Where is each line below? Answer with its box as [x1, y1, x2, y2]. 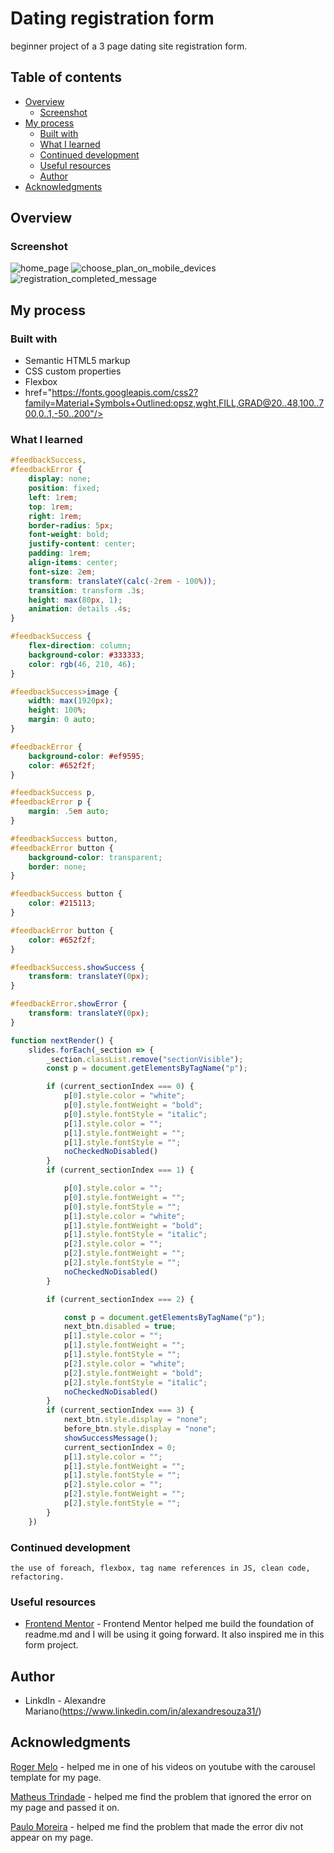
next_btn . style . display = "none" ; [63, 1415, 208, 1425]
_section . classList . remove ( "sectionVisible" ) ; [46, 1054, 244, 1064]
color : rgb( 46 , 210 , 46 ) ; [28, 659, 137, 669]
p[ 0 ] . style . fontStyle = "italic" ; [63, 1109, 208, 1119]
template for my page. [10, 1771, 102, 1783]
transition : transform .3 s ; [28, 585, 145, 596]
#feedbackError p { [10, 797, 92, 807]
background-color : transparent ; [28, 852, 163, 862]
